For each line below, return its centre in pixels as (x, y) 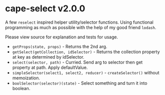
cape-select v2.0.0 (45, 9)
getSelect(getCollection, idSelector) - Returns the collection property (86, 52)
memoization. (26, 78)
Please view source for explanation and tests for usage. (62, 37)
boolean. (21, 88)
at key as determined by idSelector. (48, 57)
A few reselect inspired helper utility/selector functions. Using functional (79, 22)
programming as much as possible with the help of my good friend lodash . (81, 27)
